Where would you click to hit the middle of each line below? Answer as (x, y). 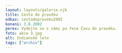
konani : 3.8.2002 (24, 24)
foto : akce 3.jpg (24, 33)
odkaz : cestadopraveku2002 (34, 19)
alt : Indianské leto (27, 38)
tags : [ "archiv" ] (24, 43)
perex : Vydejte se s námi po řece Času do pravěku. (61, 29)
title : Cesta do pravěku (32, 15)
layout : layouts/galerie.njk (36, 10)
